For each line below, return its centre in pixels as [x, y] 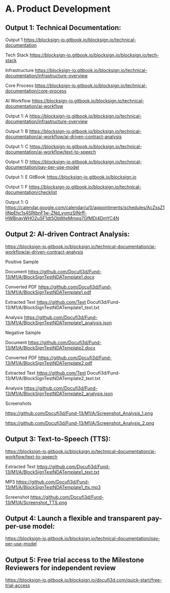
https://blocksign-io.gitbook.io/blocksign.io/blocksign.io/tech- [94, 55]
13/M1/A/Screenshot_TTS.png [36, 502]
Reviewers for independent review [61, 568]
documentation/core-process [36, 91]
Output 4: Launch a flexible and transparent [75, 519]
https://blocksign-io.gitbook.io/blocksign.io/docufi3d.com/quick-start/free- [83, 580]
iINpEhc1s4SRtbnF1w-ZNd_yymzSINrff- [46, 213]
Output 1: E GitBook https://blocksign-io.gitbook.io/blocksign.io [71, 177]
